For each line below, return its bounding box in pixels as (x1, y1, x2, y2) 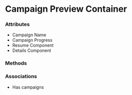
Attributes (5, 21, 30, 28)
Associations (5, 73, 37, 80)
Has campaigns (12, 84, 44, 90)
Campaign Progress (12, 37, 53, 43)
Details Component (12, 47, 52, 53)
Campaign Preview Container (5, 3, 128, 15)
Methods (5, 60, 27, 67)
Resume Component (12, 43, 54, 48)
